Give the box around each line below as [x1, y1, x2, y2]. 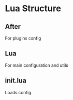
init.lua [5, 77, 27, 85]
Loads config [5, 89, 31, 95]
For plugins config [5, 35, 41, 41]
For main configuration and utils [5, 62, 69, 68]
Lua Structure [5, 3, 61, 14]
